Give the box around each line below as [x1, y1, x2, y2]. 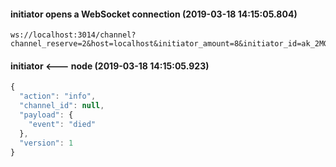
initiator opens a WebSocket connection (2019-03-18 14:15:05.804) [10, 8, 298, 20]
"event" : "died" [28, 119, 97, 129]
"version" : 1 [19, 138, 74, 148]
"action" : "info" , [19, 91, 97, 102]
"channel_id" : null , [19, 101, 105, 111]
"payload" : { [19, 110, 74, 120]
